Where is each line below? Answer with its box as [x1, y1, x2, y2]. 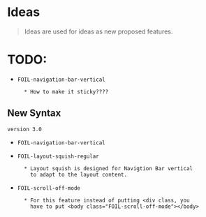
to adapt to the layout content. [30, 171, 128, 178]
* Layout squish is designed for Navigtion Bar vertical [24, 165, 193, 172]
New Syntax [7, 107, 61, 119]
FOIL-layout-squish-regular [17, 153, 99, 160]
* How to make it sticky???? [24, 88, 109, 95]
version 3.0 [7, 126, 42, 133]
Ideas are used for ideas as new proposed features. [24, 27, 173, 36]
